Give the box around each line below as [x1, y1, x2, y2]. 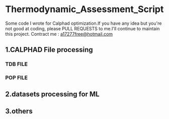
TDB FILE [5, 61, 28, 68]
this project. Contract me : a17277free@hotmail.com [5, 31, 113, 37]
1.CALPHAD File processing [5, 45, 93, 54]
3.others [5, 107, 33, 115]
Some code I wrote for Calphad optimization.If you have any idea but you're [5, 20, 162, 26]
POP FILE [5, 74, 28, 81]
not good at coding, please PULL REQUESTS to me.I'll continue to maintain [5, 25, 160, 31]
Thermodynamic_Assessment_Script [5, 4, 164, 15]
